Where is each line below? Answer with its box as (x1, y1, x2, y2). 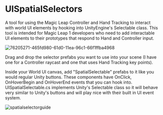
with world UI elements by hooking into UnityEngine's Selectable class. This (5, 24, 158, 30)
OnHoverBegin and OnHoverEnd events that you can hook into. (5, 79, 133, 85)
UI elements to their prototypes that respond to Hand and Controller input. (5, 35, 154, 41)
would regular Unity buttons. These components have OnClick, (5, 74, 132, 80)
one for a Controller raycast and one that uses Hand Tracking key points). (5, 59, 153, 65)
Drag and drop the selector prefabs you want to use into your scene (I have (5, 54, 157, 60)
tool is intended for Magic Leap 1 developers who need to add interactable (5, 30, 155, 36)
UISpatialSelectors (5, 3, 83, 15)
